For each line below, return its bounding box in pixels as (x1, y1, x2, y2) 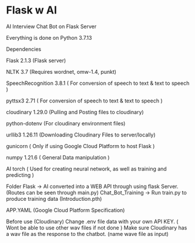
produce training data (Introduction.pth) (6, 195, 102, 202)
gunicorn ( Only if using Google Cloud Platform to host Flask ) (6, 142, 155, 149)
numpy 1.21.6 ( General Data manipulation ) (6, 153, 110, 161)
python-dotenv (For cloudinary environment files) (6, 119, 126, 126)
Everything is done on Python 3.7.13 (6, 34, 92, 41)
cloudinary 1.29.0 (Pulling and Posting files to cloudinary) (6, 108, 144, 115)
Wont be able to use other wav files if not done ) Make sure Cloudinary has (6, 224, 187, 231)
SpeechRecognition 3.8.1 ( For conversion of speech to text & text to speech (6, 80, 190, 87)
